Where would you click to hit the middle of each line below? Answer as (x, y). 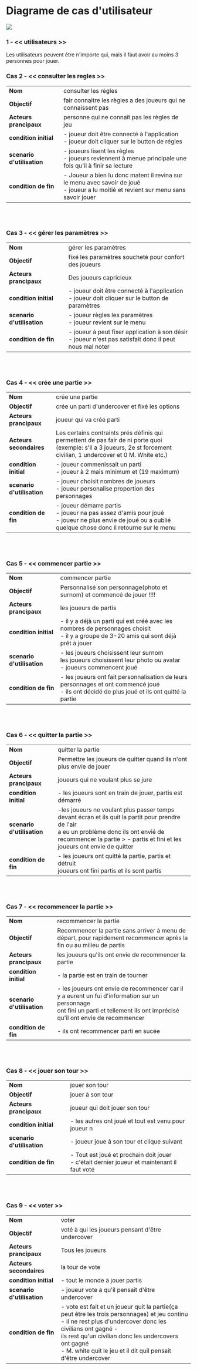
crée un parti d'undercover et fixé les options (118, 406)
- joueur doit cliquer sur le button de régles (123, 141)
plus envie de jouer (84, 766)
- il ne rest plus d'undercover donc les (114, 1321)
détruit (67, 863)
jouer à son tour (92, 1095)
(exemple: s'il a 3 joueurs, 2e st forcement (113, 447)
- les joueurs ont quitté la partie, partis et (114, 856)
